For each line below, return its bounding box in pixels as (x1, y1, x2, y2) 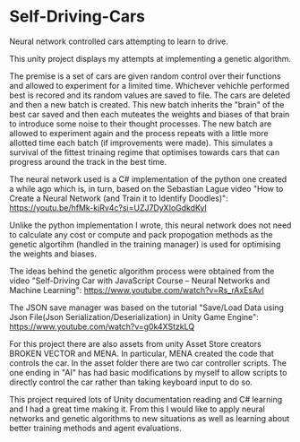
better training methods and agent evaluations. (9, 422, 182, 433)
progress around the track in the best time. (9, 156, 167, 167)
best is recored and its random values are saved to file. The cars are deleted (9, 90, 291, 100)
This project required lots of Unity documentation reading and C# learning (9, 394, 283, 404)
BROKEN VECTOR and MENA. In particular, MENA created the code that (9, 348, 275, 359)
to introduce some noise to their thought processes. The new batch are (9, 118, 272, 129)
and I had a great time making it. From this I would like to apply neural (9, 403, 266, 414)
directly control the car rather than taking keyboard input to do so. (9, 377, 253, 387)
